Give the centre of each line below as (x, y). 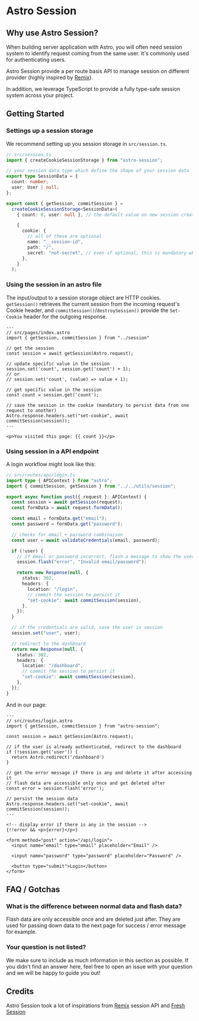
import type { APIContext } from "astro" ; (59, 481)
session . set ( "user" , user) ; (46, 633)
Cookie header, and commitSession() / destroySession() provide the (87, 310)
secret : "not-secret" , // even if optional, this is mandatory (107, 253)
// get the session (30, 348)
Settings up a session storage (50, 131)
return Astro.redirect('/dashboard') (58, 757)
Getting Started (35, 114)
